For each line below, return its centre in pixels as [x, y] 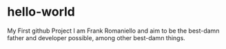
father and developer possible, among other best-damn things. [96, 37]
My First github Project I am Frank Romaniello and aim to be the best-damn [113, 31]
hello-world [41, 12]
